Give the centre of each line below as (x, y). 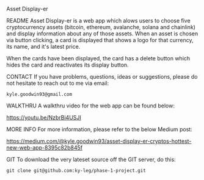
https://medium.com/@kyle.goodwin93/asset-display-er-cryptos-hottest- (99, 141)
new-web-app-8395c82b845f (45, 148)
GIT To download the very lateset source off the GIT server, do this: (91, 159)
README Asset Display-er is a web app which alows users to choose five (98, 20)
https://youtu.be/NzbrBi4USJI (44, 117)
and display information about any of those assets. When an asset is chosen (102, 34)
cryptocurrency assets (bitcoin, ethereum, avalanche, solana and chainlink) (101, 27)
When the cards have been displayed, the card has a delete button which (98, 58)
